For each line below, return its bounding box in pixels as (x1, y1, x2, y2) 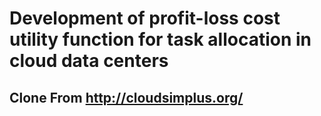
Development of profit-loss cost (9, 7, 281, 30)
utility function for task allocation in (9, 28, 312, 51)
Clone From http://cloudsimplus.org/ (9, 89, 244, 106)
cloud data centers (9, 50, 169, 72)
